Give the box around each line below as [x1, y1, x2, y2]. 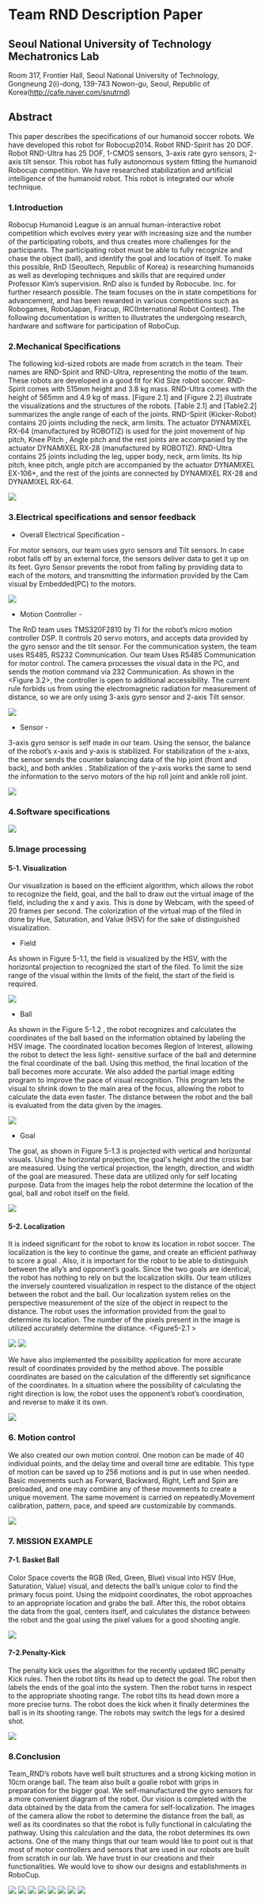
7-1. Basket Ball [8, 1555, 60, 1565]
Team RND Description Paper [8, 6, 203, 24]
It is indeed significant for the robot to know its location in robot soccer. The [8, 1239, 256, 1249]
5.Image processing [8, 843, 87, 854]
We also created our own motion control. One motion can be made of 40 [8, 1450, 244, 1460]
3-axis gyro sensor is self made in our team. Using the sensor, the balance [8, 737, 251, 747]
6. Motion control [8, 1432, 76, 1443]
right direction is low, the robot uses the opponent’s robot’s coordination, [8, 1389, 245, 1399]
